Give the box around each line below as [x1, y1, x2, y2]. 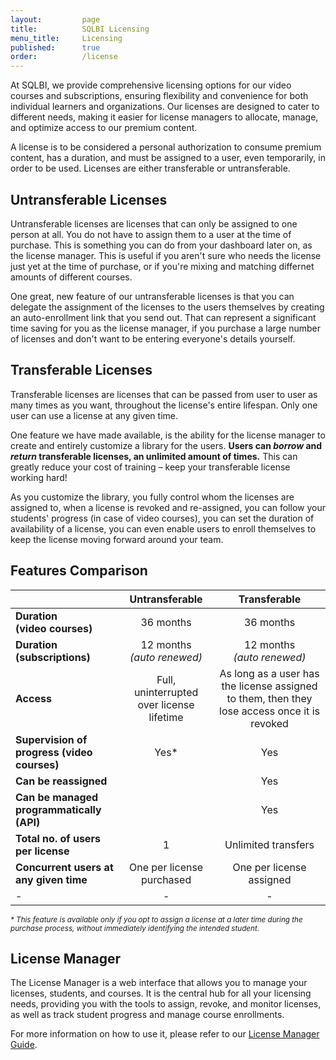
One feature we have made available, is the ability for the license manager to [10, 429, 326, 441]
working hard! [10, 471, 68, 483]
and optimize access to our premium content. [10, 122, 198, 134]
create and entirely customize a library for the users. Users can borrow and [10, 439, 323, 451]
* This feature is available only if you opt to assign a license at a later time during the [10, 914, 303, 925]
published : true [10, 42, 101, 53]
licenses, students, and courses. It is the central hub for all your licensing [10, 987, 312, 1000]
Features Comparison [10, 562, 148, 580]
